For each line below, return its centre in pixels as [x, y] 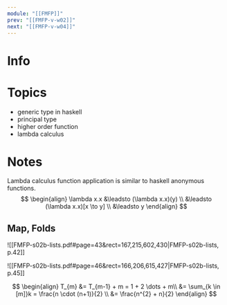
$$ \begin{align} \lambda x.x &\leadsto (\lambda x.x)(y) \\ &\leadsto [116, 199]
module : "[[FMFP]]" [35, 14]
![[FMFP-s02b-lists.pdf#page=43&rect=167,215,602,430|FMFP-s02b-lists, [113, 245]
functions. [21, 189]
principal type [37, 119]
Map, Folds [31, 228]
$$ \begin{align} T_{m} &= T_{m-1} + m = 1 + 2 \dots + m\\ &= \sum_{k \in [116, 287]
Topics [27, 93]
